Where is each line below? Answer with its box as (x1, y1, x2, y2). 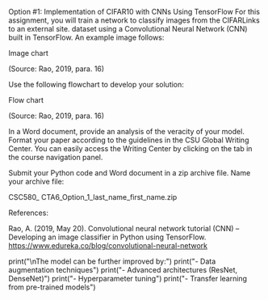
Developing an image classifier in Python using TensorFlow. (8, 232, 207, 242)
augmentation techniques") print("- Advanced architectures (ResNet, (8, 265, 238, 274)
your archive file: (8, 177, 65, 186)
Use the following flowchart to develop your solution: (8, 80, 184, 89)
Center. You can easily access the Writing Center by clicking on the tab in (8, 144, 253, 153)
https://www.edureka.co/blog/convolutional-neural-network (8, 241, 208, 250)
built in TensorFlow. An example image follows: (8, 32, 165, 42)
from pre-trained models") (8, 282, 96, 292)
